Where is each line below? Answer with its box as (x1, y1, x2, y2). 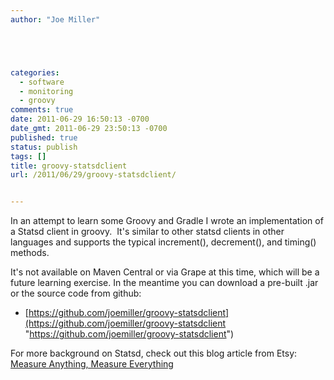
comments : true (10, 105, 74, 115)
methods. (10, 247, 50, 259)
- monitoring (19, 86, 74, 96)
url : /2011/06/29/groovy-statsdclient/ (10, 170, 177, 180)
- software (19, 77, 65, 87)
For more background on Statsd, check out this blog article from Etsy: (10, 347, 298, 360)
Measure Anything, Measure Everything (10, 358, 174, 370)
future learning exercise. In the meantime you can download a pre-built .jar (10, 277, 319, 289)
